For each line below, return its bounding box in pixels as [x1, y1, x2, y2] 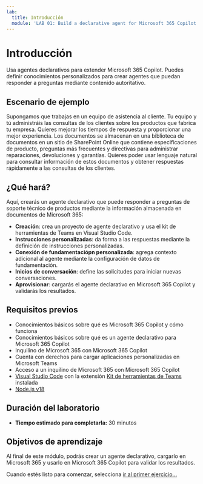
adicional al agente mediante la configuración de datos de [15, 255, 160, 262]
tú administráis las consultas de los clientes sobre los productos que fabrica [6, 119, 196, 127]
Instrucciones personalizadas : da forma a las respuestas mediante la [15, 235, 190, 243]
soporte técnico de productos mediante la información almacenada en [6, 204, 182, 212]
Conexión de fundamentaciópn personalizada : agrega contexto [15, 248, 177, 255]
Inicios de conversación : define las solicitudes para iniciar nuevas [15, 267, 182, 275]
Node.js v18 [15, 385, 45, 392]
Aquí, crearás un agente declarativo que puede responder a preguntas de [6, 198, 190, 205]
